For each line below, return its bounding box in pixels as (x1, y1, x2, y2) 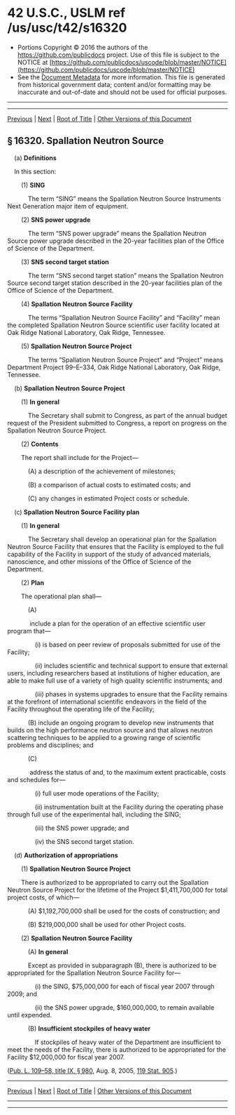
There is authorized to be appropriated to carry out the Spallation (20, 878, 208, 886)
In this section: (13, 167, 57, 176)
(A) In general (27, 947, 69, 956)
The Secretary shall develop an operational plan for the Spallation (27, 535, 217, 543)
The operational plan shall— (20, 592, 102, 600)
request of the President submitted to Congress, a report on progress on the (7, 418, 227, 427)
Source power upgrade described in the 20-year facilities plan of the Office (7, 237, 225, 245)
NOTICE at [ (17, 58, 52, 66)
